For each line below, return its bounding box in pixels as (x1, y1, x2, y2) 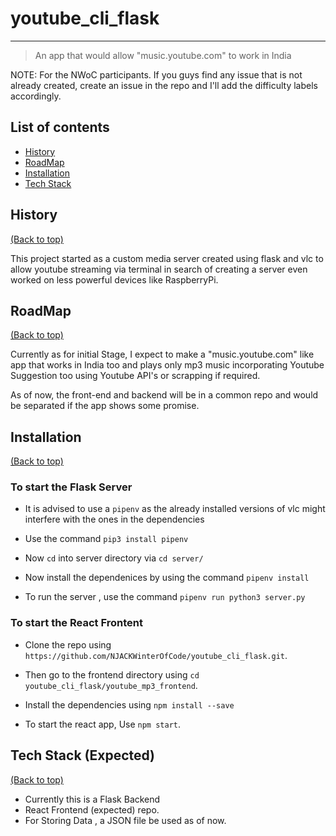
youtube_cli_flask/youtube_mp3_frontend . (24, 679, 198, 691)
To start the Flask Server (10, 480, 133, 494)
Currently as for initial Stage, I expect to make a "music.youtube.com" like (10, 348, 315, 361)
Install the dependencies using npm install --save (24, 698, 235, 711)
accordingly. (10, 90, 62, 102)
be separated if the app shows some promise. (10, 400, 200, 412)
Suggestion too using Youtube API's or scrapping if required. (10, 370, 261, 382)
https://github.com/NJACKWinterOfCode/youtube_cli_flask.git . (24, 649, 288, 661)
